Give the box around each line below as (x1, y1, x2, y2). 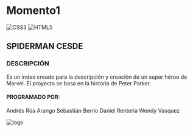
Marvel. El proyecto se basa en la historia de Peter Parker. (6, 79, 152, 87)
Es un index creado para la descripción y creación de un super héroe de (6, 73, 188, 81)
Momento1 (6, 4, 61, 18)
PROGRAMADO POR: (6, 93, 60, 101)
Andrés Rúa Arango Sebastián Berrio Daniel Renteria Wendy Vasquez (6, 107, 180, 114)
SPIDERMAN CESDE (6, 41, 83, 51)
